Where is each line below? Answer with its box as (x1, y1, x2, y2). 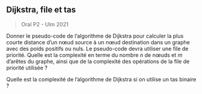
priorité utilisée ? (6, 64, 48, 71)
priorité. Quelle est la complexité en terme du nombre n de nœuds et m (6, 51, 183, 59)
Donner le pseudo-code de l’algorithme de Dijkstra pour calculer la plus (6, 32, 184, 40)
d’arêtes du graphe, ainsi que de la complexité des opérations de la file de (6, 57, 190, 65)
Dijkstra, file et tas (6, 5, 77, 15)
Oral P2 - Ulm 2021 (21, 20, 69, 28)
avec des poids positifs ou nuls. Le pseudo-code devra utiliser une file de (6, 45, 189, 52)
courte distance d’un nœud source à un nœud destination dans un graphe (6, 38, 190, 46)
